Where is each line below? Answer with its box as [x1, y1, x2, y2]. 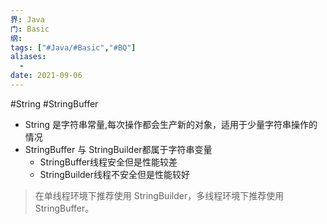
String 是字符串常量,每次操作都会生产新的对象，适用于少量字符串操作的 [24, 118, 318, 130]
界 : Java [10, 14, 45, 25]
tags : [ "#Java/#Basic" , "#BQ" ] [10, 42, 137, 53]
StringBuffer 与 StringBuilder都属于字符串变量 [24, 143, 213, 155]
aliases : [10, 52, 47, 62]
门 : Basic [10, 24, 50, 34]
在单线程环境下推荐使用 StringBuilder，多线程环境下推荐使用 [34, 189, 285, 201]
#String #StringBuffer [10, 97, 99, 110]
